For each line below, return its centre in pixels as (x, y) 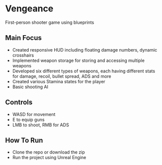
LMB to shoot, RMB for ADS (41, 125)
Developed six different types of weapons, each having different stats (84, 71)
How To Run (24, 140)
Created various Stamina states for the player (59, 81)
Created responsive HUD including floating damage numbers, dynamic (85, 50)
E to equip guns (28, 119)
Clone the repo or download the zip (49, 152)
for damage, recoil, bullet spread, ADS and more (62, 76)
